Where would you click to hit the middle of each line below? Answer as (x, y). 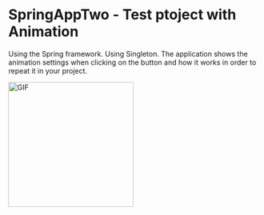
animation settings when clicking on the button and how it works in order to (132, 62)
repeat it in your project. (48, 70)
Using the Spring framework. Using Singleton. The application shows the (128, 54)
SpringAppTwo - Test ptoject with (122, 15)
